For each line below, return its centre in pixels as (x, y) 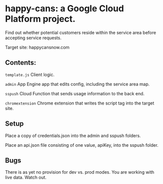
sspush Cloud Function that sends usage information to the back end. (75, 93)
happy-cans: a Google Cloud (65, 9)
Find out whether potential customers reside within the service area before (81, 32)
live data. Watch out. (26, 178)
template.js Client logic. (30, 75)
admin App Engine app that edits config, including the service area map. (77, 84)
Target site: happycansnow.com (37, 47)
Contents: (21, 63)
